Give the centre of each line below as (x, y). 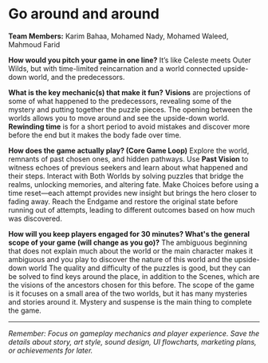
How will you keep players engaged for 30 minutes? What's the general (129, 233)
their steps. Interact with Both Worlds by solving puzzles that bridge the (126, 176)
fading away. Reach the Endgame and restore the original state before (123, 201)
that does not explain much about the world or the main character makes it (131, 251)
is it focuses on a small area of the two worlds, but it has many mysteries (128, 293)
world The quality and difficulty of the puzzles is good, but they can (140, 268)
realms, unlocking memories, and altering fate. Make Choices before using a (134, 184)
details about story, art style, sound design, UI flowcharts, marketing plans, (132, 341)
